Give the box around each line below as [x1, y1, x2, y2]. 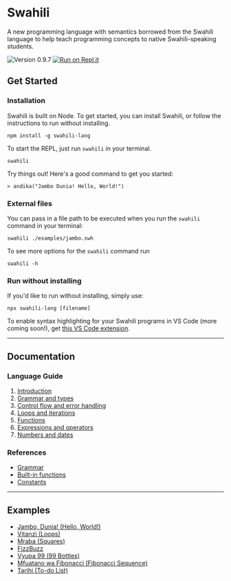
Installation [7, 96, 46, 106]
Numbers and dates [16, 431, 74, 439]
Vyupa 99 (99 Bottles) [16, 551, 80, 560]
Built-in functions [16, 470, 67, 479]
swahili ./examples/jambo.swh [7, 235, 94, 242]
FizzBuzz [16, 545, 43, 553]
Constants [16, 478, 47, 486]
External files [7, 198, 53, 208]
